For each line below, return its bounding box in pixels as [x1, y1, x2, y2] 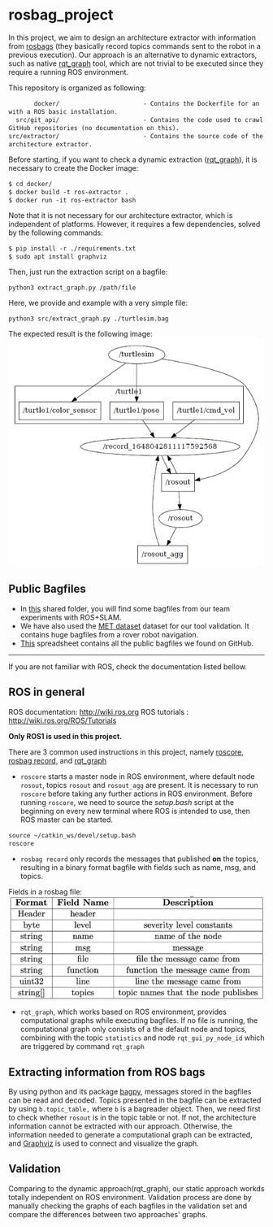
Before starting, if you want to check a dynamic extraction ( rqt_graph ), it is [8, 154, 258, 164]
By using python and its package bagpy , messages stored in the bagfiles [8, 1086, 252, 1096]
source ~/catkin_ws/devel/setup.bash [8, 831, 136, 839]
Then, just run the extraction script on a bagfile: [8, 267, 168, 276]
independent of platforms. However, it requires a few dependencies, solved [8, 219, 261, 228]
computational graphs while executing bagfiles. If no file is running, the [19, 1016, 258, 1025]
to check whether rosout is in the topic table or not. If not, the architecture [8, 1112, 257, 1122]
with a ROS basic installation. [8, 107, 118, 115]
